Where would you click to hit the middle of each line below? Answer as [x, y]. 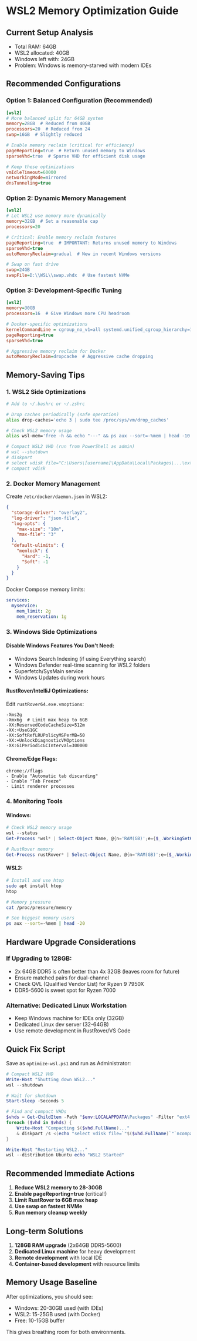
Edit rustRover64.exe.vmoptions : [45, 704]
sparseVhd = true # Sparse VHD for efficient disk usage [76, 156]
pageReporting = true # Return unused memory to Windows [76, 151]
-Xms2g [14, 715]
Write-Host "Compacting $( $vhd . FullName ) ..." [73, 1128]
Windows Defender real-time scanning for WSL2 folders [82, 665]
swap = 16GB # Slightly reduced [44, 135]
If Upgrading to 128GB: [39, 958]
